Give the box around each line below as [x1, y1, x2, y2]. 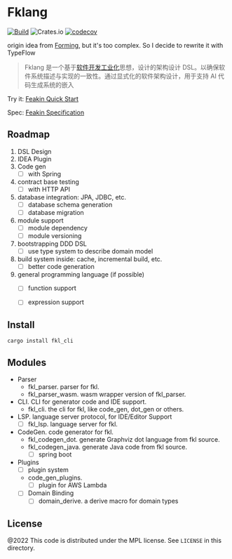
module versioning [27, 232, 82, 240]
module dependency [27, 224, 88, 232]
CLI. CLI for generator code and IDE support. [17, 397, 147, 406]
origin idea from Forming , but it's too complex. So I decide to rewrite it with [7, 41, 224, 49]
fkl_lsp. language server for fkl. [27, 420, 118, 428]
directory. [7, 544, 35, 552]
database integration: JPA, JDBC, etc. [17, 192, 127, 201]
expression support [27, 298, 84, 306]
